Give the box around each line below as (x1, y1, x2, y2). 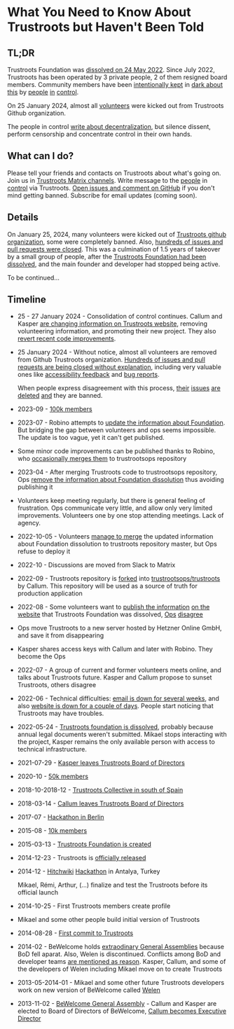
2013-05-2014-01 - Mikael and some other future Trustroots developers (17, 979, 225, 987)
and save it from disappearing (17, 631, 104, 640)
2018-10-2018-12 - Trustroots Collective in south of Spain (17, 786, 184, 794)
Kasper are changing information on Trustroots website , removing (17, 319, 208, 328)
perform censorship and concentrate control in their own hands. (7, 130, 193, 138)
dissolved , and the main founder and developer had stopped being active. (7, 260, 221, 268)
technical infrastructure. (17, 745, 88, 754)
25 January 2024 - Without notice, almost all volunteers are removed (17, 348, 217, 357)
